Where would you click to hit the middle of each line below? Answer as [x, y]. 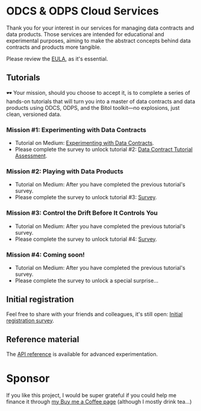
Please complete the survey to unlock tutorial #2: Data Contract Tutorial [104, 150]
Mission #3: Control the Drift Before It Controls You [82, 213]
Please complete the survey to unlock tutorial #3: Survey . [86, 197]
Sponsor [28, 378]
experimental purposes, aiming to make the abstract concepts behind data [99, 40]
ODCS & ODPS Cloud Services [83, 11]
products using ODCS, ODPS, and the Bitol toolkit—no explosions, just [93, 107]
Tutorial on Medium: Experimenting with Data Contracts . [85, 143]
